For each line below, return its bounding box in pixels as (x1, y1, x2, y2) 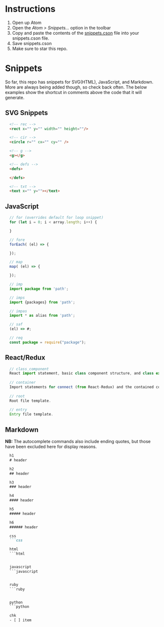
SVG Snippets (5, 109, 48, 117)
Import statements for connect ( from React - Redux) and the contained (9, 385, 154, 390)
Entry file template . (9, 412, 54, 417)
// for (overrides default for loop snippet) (9, 215, 104, 220)
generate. (5, 94, 24, 100)
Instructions (5, 3, 56, 15)
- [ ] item (9, 618, 32, 623)
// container (9, 380, 36, 385)
